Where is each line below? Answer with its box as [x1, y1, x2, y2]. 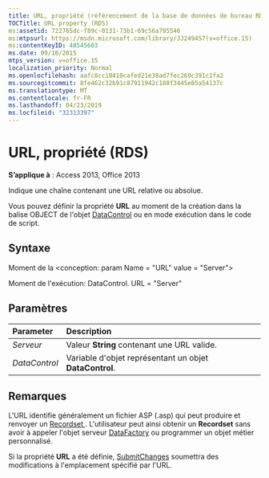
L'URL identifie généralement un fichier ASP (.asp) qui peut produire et [8, 411, 241, 420]
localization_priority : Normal [8, 64, 113, 72]
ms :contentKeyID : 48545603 [8, 42, 98, 50]
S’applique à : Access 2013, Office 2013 [8, 170, 140, 179]
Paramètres [8, 302, 68, 316]
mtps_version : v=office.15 [8, 57, 98, 65]
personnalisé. [8, 436, 54, 446]
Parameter [12, 325, 54, 337]
